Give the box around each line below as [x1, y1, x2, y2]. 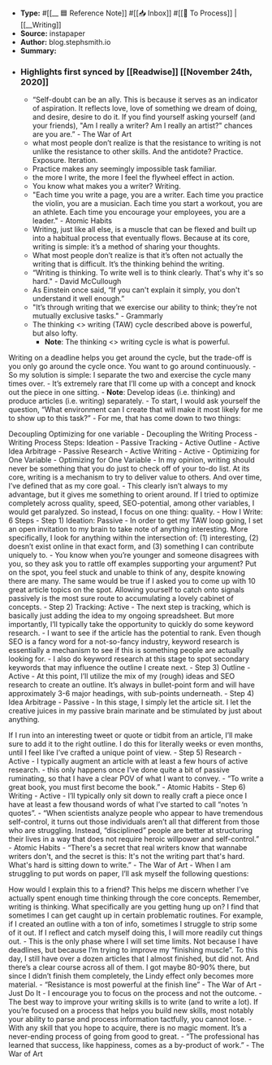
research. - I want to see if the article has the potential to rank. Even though [8, 628, 261, 638]
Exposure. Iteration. [32, 156, 98, 165]
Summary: [19, 46, 57, 55]
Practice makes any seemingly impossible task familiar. [32, 164, 217, 174]
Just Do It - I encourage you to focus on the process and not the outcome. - [8, 988, 262, 998]
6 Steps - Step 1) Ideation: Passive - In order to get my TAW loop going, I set [8, 515, 263, 525]
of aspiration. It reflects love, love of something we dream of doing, [32, 103, 257, 113]
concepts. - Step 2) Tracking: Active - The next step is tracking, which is [8, 603, 252, 612]
